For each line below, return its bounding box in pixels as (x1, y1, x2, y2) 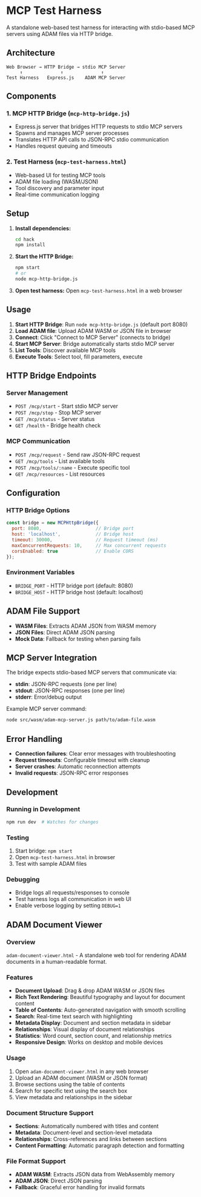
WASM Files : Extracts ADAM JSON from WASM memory (15, 622, 157, 629)
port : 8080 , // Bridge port (12, 526, 134, 532)
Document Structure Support (6, 1108, 94, 1117)
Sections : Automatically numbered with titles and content (15, 1122, 159, 1130)
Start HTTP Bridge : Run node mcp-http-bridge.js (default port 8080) (15, 320, 188, 328)
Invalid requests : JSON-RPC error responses (15, 769, 129, 777)
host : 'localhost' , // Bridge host (12, 531, 134, 538)
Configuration (6, 488, 61, 498)
